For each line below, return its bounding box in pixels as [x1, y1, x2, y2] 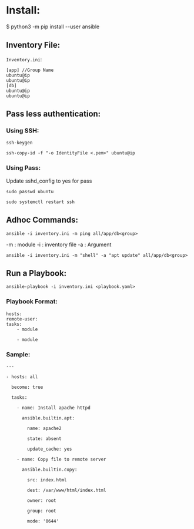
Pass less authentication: [6, 109, 101, 119]
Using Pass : [6, 164, 41, 172]
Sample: [6, 350, 31, 358]
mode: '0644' [27, 518, 59, 524]
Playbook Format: [6, 297, 58, 306]
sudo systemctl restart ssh [6, 199, 75, 205]
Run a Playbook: [6, 268, 67, 278]
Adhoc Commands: [6, 215, 78, 225]
